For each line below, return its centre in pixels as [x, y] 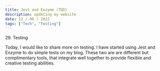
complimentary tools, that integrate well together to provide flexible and [78, 58]
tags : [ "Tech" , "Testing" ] [33, 24]
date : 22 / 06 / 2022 [27, 19]
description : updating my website [41, 14]
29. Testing [17, 38]
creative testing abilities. [30, 63]
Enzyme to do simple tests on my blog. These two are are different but [77, 53]
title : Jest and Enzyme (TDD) [36, 10]
